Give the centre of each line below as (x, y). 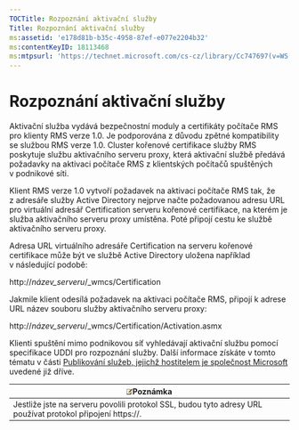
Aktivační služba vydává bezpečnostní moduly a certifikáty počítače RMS (144, 126)
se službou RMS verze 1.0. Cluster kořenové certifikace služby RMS (133, 145)
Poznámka (152, 391)
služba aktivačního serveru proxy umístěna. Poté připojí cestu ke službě (141, 219)
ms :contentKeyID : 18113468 (59, 47)
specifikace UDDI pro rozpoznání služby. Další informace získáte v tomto (142, 353)
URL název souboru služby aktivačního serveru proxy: (108, 309)
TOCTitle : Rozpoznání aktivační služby (83, 19)
